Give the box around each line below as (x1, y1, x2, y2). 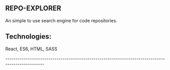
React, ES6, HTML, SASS (5, 46, 57, 52)
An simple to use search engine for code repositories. (5, 17, 118, 23)
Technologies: (5, 32, 52, 41)
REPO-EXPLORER (5, 4, 61, 13)
